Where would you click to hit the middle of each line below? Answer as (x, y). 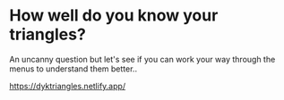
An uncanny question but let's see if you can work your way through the (142, 59)
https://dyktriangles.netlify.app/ (68, 86)
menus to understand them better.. (73, 69)
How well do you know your (114, 16)
